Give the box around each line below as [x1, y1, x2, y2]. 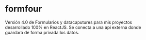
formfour [5, 3, 42, 14]
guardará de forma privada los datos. [5, 29, 79, 35]
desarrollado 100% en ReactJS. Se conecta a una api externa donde [5, 24, 142, 30]
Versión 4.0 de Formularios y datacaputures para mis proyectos [5, 19, 132, 25]
